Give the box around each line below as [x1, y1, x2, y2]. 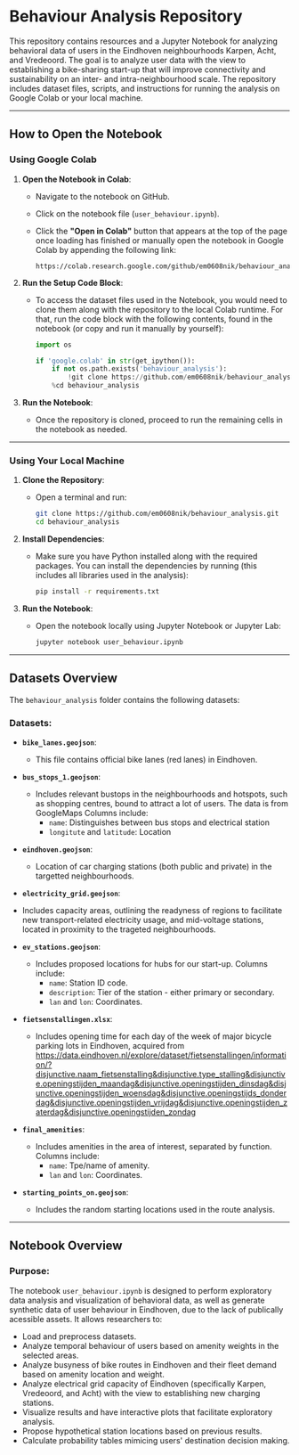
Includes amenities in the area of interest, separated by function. [35, 1140, 273, 1151]
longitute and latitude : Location [48, 826, 172, 837]
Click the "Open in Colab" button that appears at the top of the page [35, 225, 287, 236]
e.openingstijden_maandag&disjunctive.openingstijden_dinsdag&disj [35, 1078, 287, 1089]
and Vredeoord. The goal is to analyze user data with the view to [9, 54, 246, 65]
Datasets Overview [9, 671, 118, 686]
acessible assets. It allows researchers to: [9, 1313, 163, 1324]
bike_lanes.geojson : [21, 737, 97, 748]
